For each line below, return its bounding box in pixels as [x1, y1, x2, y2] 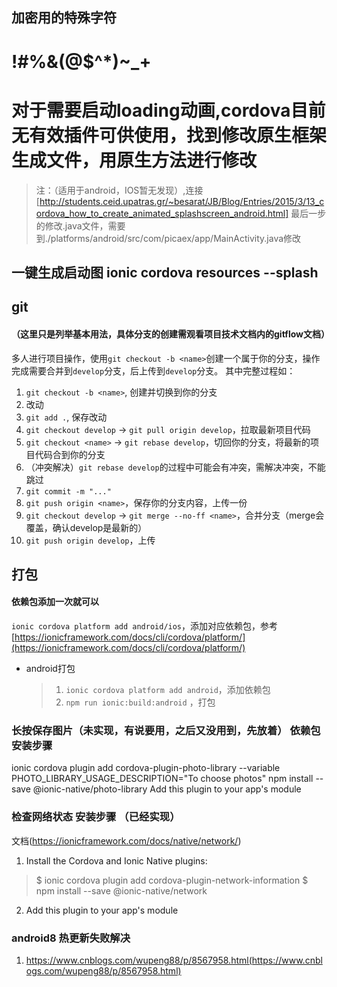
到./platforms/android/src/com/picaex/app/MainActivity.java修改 [35, 232, 302, 244]
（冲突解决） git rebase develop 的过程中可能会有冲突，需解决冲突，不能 [25, 461, 326, 473]
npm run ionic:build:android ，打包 [65, 696, 216, 708]
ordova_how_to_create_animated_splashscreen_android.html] [35, 207, 289, 219]
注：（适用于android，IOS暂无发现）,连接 [35, 184, 204, 196]
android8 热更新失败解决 [11, 931, 131, 945]
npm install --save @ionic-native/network [35, 884, 208, 897]
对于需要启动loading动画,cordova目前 [11, 99, 326, 122]
